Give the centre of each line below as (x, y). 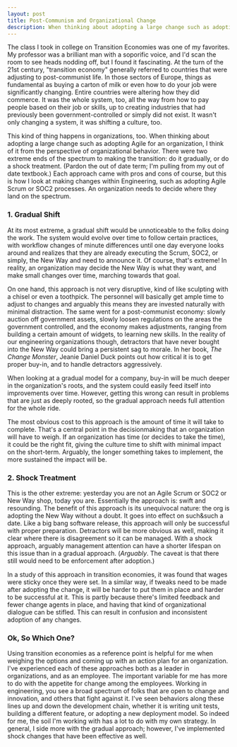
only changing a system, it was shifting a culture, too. (85, 122)
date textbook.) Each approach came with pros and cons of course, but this (117, 173)
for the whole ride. (34, 408)
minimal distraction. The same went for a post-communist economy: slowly (116, 312)
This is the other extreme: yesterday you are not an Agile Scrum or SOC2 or (117, 493)
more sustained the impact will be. (57, 459)
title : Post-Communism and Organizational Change (82, 21)
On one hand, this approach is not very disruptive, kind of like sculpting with (118, 289)
